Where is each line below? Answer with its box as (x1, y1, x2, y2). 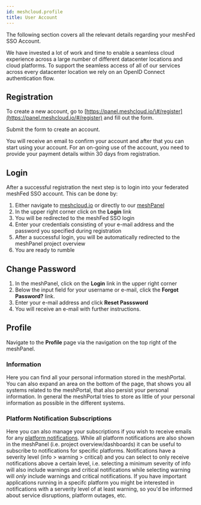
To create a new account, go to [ (6, 108, 87, 115)
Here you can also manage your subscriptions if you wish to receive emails (6, 428, 192, 435)
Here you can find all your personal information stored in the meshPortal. (6, 374, 187, 381)
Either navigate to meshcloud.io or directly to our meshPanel (14, 202, 165, 209)
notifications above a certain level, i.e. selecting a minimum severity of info (6, 460, 191, 467)
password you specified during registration (14, 227, 122, 234)
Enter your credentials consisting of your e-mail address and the (14, 221, 175, 228)
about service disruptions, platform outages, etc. (6, 492, 127, 499)
